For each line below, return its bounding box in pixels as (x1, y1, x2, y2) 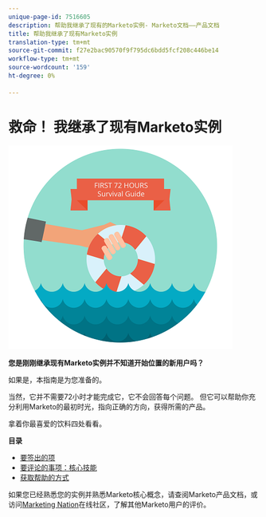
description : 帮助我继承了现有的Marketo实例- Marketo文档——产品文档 (8, 21, 221, 30)
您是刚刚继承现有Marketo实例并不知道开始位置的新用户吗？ (8, 357, 205, 367)
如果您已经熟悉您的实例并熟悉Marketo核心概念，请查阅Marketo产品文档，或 (8, 489, 258, 499)
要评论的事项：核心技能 (19, 463, 97, 472)
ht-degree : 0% (8, 72, 56, 80)
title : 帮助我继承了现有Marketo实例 (8, 30, 118, 37)
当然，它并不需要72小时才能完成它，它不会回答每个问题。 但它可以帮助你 (8, 392, 249, 401)
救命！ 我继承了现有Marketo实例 (8, 118, 222, 136)
